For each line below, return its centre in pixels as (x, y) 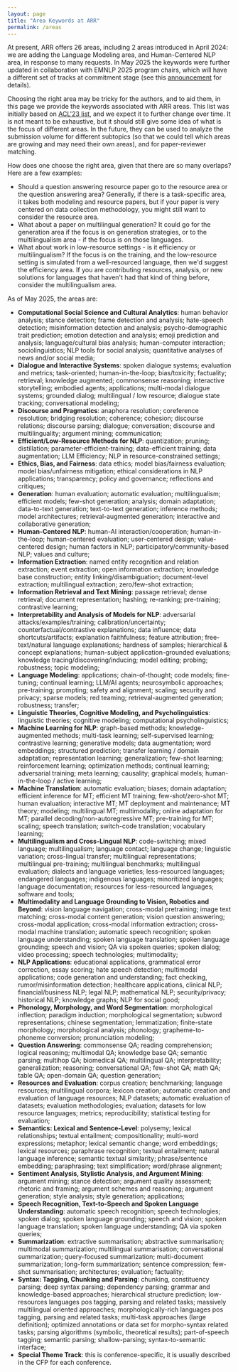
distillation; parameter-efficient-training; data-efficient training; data (117, 449)
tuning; (28, 682)
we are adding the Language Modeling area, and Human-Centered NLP (112, 55)
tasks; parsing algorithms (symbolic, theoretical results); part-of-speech (123, 1332)
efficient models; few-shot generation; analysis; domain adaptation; (117, 501)
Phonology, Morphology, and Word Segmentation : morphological (115, 1007)
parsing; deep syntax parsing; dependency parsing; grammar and (114, 1287)
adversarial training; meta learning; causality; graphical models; (110, 773)
